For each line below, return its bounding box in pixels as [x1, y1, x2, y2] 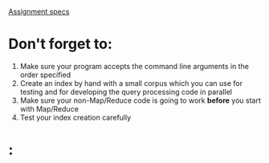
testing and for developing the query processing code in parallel [19, 87, 233, 96]
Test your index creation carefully [19, 112, 132, 122]
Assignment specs [8, 7, 70, 16]
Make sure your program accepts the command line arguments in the [19, 61, 249, 71]
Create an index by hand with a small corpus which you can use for [19, 78, 243, 88]
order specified [19, 70, 71, 79]
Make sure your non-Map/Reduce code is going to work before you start [19, 96, 261, 105]
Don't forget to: [8, 35, 112, 53]
